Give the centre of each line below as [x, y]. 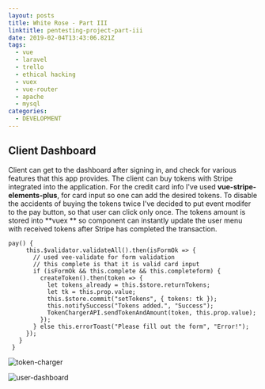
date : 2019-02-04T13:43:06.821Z [61, 38]
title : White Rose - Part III [58, 23]
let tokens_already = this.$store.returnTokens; [129, 285]
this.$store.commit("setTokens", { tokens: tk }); [132, 299]
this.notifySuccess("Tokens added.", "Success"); [131, 306]
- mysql [28, 104]
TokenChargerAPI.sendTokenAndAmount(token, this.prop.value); [152, 313]
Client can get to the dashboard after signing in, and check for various [123, 170]
